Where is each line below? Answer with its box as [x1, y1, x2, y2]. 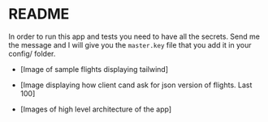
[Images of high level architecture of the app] [19, 104, 172, 114]
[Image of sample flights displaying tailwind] [19, 64, 169, 74]
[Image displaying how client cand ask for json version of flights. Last [19, 80, 253, 90]
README [8, 5, 70, 23]
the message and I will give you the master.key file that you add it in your [8, 40, 252, 49]
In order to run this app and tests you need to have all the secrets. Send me [8, 32, 260, 41]
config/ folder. [8, 48, 56, 58]
